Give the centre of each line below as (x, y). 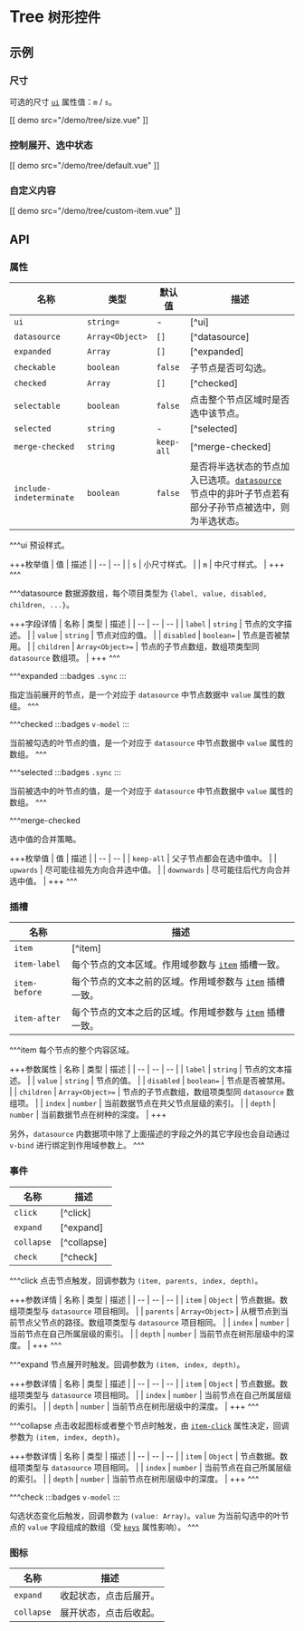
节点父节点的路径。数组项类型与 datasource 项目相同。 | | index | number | (153, 1322)
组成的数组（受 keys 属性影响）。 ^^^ (132, 1527)
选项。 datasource (245, 481)
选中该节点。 (217, 413)
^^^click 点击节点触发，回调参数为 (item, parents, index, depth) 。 (136, 1280)
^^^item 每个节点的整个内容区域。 (71, 1050)
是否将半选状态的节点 (235, 467)
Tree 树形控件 (55, 17)
